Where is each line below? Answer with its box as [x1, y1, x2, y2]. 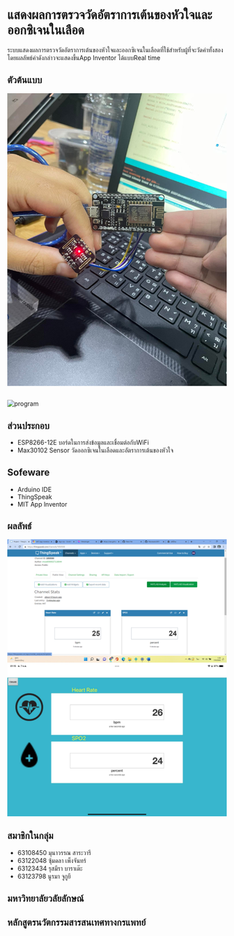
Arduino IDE [17, 485, 52, 493]
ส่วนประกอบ [7, 420, 50, 431]
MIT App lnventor [17, 500, 68, 508]
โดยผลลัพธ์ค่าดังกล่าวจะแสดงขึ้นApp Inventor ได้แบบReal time [7, 53, 161, 62]
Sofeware [7, 467, 50, 479]
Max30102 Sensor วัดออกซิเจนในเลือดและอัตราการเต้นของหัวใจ [17, 446, 174, 454]
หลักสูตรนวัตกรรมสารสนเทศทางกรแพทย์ [7, 916, 146, 928]
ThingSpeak [17, 492, 52, 501]
